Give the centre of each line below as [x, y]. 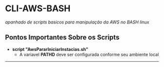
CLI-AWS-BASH [38, 9]
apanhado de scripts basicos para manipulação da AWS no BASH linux [77, 22]
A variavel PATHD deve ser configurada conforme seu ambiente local [89, 54]
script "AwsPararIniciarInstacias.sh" [50, 49]
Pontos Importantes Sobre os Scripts [62, 37]
